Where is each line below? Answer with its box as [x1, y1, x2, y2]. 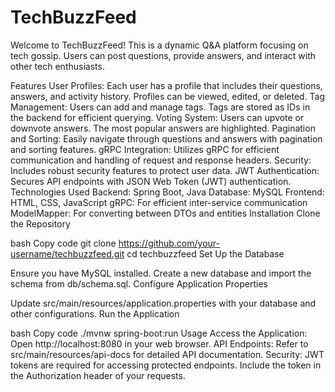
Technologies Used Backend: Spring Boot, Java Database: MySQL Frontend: [10, 186, 325, 198]
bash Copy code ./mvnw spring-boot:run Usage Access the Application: [10, 327, 308, 339]
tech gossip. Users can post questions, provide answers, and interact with [10, 49, 317, 61]
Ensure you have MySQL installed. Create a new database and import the [10, 267, 312, 279]
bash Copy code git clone [10, 237, 117, 249]
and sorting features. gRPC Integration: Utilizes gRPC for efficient [10, 143, 280, 155]
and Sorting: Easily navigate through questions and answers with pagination [10, 132, 323, 145]
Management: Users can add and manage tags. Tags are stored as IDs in [10, 101, 311, 113]
